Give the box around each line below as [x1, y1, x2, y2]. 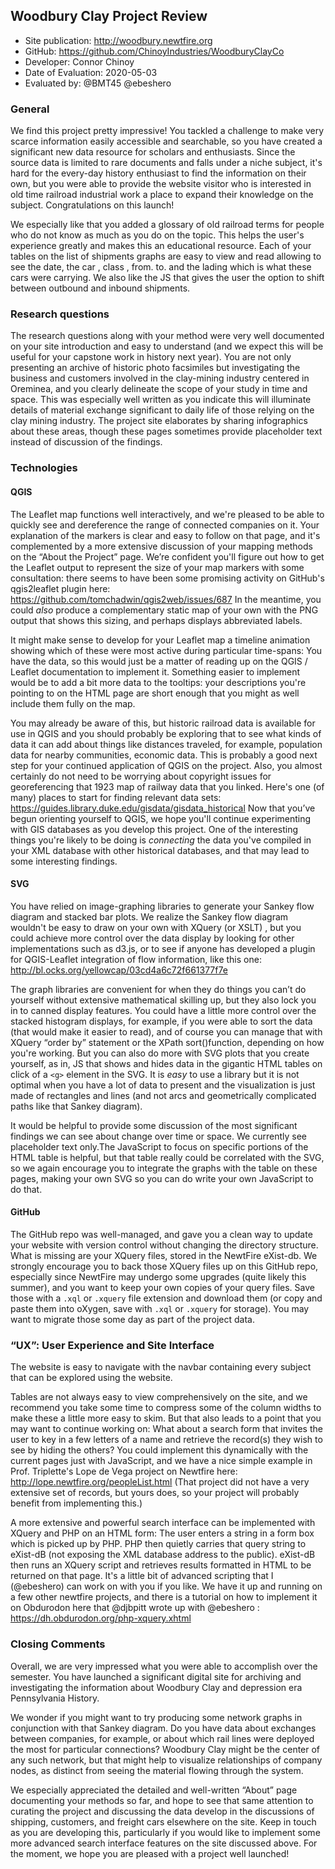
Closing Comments [10, 1637, 106, 1651]
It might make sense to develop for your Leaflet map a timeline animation [10, 634, 311, 646]
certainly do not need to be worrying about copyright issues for [10, 770, 272, 782]
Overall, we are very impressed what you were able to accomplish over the [10, 1660, 318, 1672]
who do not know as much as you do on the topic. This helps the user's [10, 229, 305, 241]
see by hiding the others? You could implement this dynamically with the [10, 1444, 309, 1456]
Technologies [10, 461, 78, 475]
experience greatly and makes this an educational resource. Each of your [10, 240, 312, 252]
